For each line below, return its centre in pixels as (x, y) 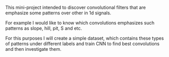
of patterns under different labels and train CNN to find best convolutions (82, 44)
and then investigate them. (33, 49)
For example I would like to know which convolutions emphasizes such (80, 23)
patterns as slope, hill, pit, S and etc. (44, 28)
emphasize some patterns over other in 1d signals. (58, 13)
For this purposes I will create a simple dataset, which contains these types (84, 38)
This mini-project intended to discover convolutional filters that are (76, 7)
